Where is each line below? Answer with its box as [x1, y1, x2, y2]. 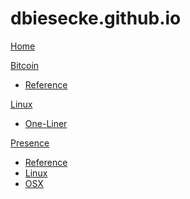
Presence [10, 137, 50, 149]
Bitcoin [10, 59, 40, 71]
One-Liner [24, 117, 68, 129]
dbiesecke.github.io [10, 7, 182, 30]
